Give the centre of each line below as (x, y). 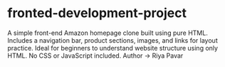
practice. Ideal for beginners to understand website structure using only (113, 48)
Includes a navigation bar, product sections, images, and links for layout (113, 40)
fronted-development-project (97, 13)
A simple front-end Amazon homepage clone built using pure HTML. (108, 33)
